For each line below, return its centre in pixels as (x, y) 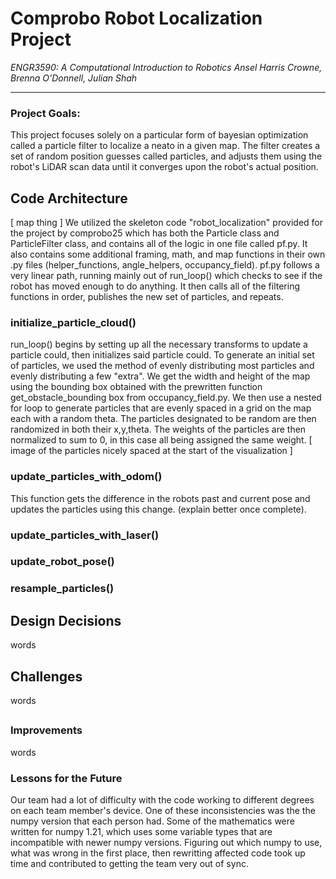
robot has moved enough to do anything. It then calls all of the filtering (155, 286)
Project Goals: (45, 113)
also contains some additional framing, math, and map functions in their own (168, 254)
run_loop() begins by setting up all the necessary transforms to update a (159, 344)
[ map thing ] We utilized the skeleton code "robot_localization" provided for (167, 223)
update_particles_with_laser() (85, 535)
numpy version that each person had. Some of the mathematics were (152, 821)
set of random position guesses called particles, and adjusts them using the (166, 156)
